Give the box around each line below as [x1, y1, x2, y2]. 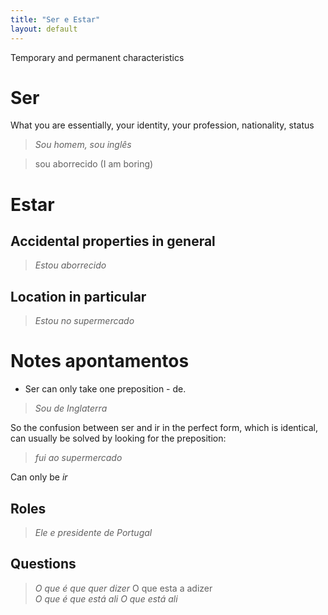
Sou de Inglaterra [34, 402, 108, 415]
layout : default [10, 24, 78, 34]
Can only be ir [10, 471, 68, 483]
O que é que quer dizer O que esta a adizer [34, 582, 213, 594]
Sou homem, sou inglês [34, 139, 132, 151]
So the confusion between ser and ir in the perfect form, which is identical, [10, 422, 319, 434]
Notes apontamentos [10, 350, 190, 373]
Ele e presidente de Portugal [34, 527, 153, 538]
